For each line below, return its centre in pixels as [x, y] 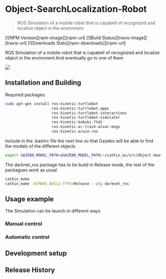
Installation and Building [43, 83]
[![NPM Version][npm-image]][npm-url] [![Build [53, 38]
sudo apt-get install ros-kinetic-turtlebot [52, 104]
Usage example [30, 199]
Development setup [36, 253]
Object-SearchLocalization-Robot [76, 9]
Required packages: [25, 95]
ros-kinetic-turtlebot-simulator [86, 117]
